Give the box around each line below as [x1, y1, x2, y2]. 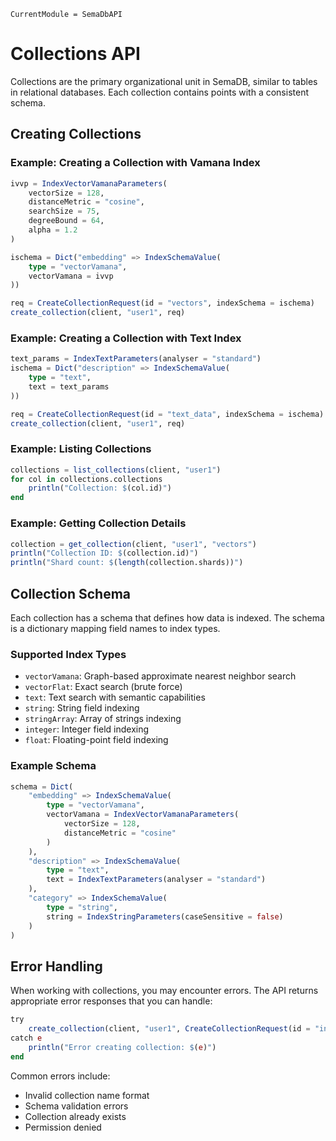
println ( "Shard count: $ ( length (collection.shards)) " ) [10, 558, 244, 568]
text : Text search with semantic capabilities [24, 691, 206, 704]
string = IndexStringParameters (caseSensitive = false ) [46, 911, 284, 922]
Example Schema [10, 759, 97, 773]
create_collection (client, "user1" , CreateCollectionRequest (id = [28, 1024, 311, 1034]
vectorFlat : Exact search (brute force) [24, 681, 183, 693]
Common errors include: [10, 1070, 111, 1082]
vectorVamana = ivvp [28, 271, 114, 281]
